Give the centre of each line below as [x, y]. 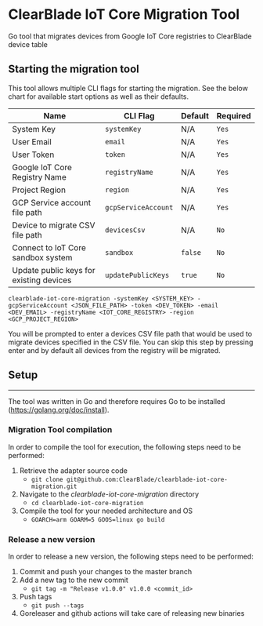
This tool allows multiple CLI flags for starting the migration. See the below [128, 88]
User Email [32, 141]
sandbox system [42, 257]
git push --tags [58, 606]
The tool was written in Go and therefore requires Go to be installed [117, 401]
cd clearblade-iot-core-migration [87, 503]
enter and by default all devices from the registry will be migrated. [114, 350]
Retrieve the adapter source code [73, 470]
